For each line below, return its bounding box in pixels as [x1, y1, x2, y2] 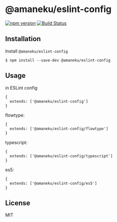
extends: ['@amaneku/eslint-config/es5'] [9, 181, 97, 186]
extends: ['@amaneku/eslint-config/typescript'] [9, 153, 113, 159]
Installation [5, 35, 41, 43]
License [5, 198, 30, 207]
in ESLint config [5, 84, 37, 91]
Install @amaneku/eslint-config [5, 48, 68, 54]
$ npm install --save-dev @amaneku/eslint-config [5, 58, 111, 63]
